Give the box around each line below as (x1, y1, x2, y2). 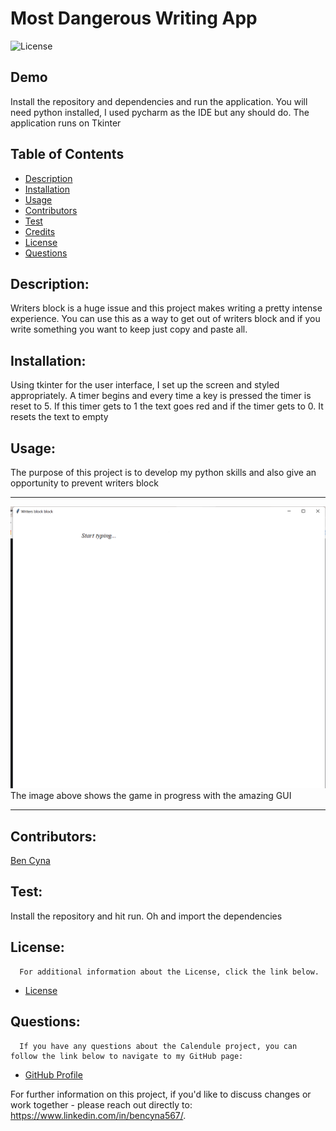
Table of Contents (10, 146, 125, 163)
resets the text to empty (10, 411, 109, 423)
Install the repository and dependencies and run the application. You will (10, 95, 308, 107)
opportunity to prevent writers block (10, 477, 159, 489)
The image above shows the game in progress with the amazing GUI (10, 790, 292, 802)
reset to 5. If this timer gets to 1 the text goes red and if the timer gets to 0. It (10, 400, 324, 412)
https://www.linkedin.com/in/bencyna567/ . (10, 1109, 187, 1121)
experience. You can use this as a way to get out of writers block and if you (10, 313, 321, 325)
